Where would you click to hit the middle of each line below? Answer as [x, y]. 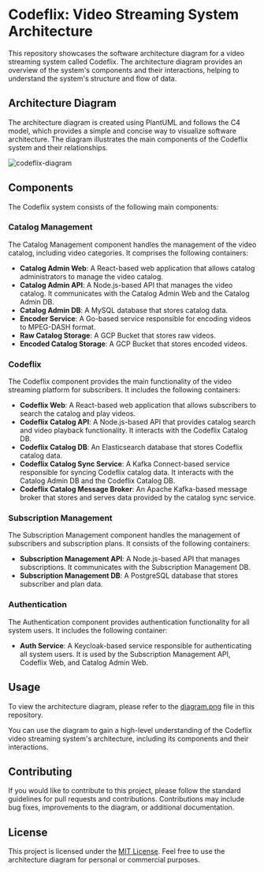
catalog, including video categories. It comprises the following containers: [128, 253]
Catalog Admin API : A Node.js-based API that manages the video [126, 285]
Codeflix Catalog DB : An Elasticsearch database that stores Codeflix [131, 447]
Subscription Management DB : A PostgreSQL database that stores [129, 576]
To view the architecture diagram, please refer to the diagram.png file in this [131, 706]
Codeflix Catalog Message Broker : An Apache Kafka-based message [133, 489]
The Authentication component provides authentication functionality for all [129, 621]
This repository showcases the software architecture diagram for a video [126, 53]
